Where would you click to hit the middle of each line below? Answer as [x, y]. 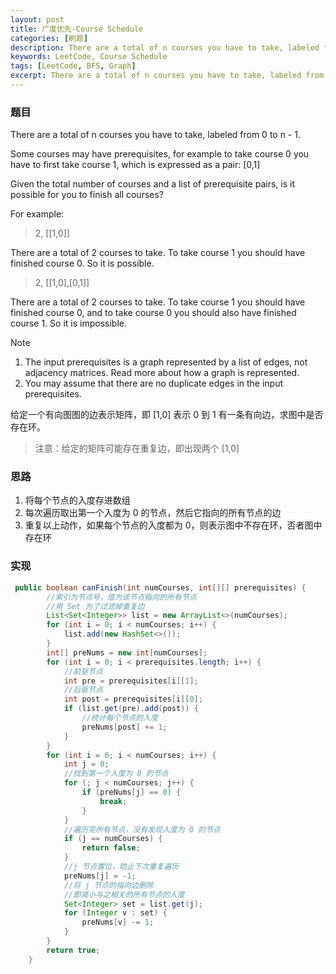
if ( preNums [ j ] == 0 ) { [131, 792]
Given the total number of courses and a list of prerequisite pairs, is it [152, 184]
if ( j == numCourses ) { [113, 839]
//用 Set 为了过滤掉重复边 [95, 606]
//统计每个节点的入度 [119, 718]
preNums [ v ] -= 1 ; [118, 922]
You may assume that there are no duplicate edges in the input [154, 383]
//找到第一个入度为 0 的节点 [116, 774]
